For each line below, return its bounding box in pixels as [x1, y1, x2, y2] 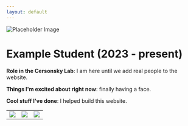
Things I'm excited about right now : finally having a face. [6, 85, 151, 93]
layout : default [6, 9, 47, 15]
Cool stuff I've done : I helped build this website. [6, 97, 127, 104]
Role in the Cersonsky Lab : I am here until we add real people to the [6, 67, 178, 74]
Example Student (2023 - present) [6, 47, 183, 61]
